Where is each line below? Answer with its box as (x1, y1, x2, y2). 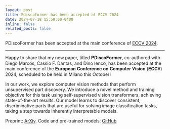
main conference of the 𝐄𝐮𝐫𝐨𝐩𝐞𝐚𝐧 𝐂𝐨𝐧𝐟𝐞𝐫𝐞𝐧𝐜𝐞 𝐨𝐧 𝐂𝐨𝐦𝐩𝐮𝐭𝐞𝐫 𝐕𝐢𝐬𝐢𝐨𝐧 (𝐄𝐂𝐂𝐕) (5, 66, 162, 72)
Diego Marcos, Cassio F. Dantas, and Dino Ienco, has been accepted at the (5, 60, 162, 66)
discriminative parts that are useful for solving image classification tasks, (5, 103, 157, 109)
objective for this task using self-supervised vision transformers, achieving (5, 92, 161, 98)
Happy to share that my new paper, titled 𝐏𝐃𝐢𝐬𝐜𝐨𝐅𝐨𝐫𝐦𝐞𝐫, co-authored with (5, 55, 160, 61)
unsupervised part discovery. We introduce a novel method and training (5, 87, 155, 93)
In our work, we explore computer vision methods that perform (5, 81, 136, 88)
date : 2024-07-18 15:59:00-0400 (5, 17, 73, 22)
